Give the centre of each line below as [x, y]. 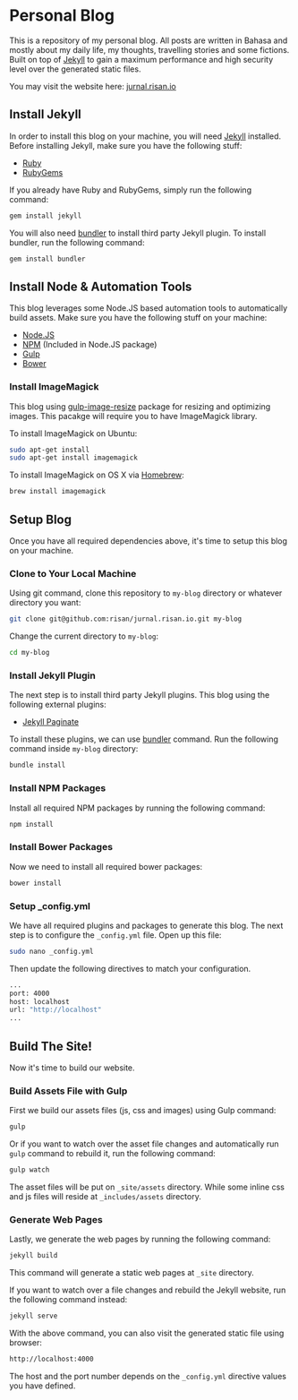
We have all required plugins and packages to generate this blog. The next [146, 925]
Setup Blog [40, 519]
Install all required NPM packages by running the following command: [137, 808]
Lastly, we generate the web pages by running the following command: [140, 1239]
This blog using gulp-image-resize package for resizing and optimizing [140, 406]
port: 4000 [30, 993]
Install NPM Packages [58, 788]
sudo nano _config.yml [51, 951]
